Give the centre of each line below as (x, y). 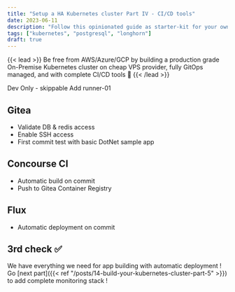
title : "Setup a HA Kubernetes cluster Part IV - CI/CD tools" (101, 14)
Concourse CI (38, 164)
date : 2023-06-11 (33, 20)
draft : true (24, 40)
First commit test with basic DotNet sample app (86, 141)
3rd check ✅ (35, 249)
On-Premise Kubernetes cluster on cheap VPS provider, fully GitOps (105, 67)
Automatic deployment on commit (66, 227)
